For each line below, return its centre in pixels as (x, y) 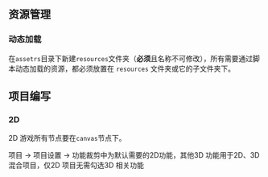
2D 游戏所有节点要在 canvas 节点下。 (67, 138)
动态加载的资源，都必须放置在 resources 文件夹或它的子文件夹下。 (125, 68)
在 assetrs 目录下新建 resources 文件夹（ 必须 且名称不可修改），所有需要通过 (131, 58)
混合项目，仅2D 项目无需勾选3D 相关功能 (76, 165)
